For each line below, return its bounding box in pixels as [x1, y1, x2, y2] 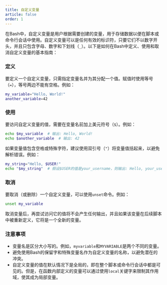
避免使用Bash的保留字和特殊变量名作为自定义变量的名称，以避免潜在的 [12, 249, 158, 255]
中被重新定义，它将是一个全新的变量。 [5, 217, 83, 223]
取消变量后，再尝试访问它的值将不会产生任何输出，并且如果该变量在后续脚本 [5, 211, 162, 217]
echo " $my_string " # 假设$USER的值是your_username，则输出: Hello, [5, 166, 143, 171]
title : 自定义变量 [5, 7, 40, 12]
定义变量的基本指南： [13, 49, 58, 55]
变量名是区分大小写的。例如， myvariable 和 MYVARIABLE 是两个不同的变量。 [12, 243, 162, 249]
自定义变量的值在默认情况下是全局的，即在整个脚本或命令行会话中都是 [12, 262, 157, 268]
